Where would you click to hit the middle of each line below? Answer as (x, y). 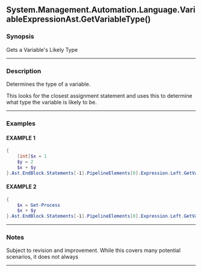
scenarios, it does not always (42, 257)
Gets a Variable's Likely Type (42, 49)
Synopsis (20, 37)
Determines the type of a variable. (48, 84)
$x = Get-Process (39, 205)
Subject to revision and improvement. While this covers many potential (93, 250)
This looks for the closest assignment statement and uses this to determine (99, 95)
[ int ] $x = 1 (32, 156)
